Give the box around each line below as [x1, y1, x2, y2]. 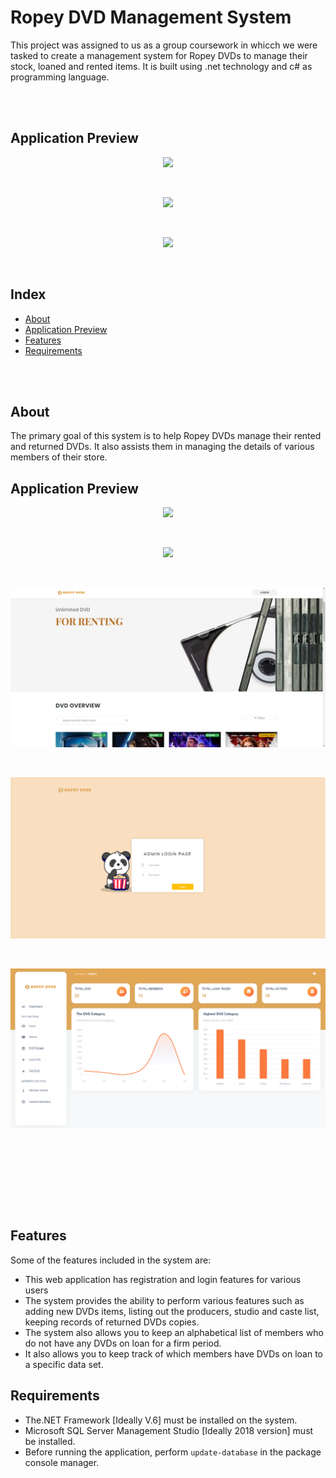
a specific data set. [24, 1358, 104, 1370]
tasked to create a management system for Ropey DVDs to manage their [10, 49, 308, 61]
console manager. [24, 1456, 100, 1468]
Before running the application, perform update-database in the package [24, 1446, 322, 1458]
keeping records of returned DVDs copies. [24, 1316, 200, 1328]
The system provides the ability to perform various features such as [24, 1294, 305, 1306]
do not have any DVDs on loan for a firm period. [24, 1337, 222, 1349]
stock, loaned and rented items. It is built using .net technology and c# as [10, 60, 313, 72]
